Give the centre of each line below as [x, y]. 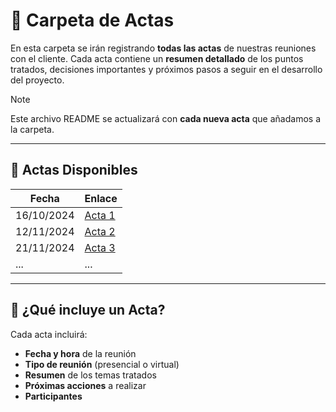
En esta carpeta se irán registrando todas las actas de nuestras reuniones [163, 48]
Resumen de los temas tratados [90, 375]
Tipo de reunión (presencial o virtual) [102, 364]
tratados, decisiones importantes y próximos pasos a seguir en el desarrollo [166, 69]
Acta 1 [100, 215]
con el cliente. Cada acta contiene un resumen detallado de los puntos [157, 58]
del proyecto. [37, 80]
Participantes [53, 396]
